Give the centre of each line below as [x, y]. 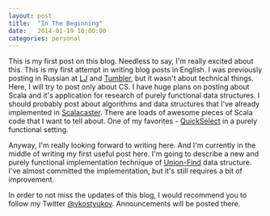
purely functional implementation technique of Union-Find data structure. [130, 163]
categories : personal [45, 38]
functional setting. [38, 130]
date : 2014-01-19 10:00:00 [57, 31]
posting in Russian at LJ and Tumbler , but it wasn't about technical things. [131, 78]
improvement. [32, 180]
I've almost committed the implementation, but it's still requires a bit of [125, 171]
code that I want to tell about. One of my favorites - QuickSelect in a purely [133, 121]
